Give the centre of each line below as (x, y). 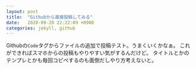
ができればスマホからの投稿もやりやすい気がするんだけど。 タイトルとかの (98, 53)
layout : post (22, 11)
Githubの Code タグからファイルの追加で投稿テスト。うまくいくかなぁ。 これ (98, 45)
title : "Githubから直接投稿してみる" (50, 17)
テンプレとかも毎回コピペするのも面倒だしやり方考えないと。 (82, 60)
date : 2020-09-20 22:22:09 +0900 (50, 22)
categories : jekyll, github (41, 28)
